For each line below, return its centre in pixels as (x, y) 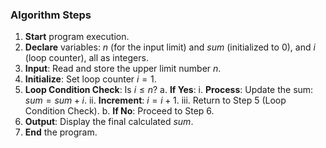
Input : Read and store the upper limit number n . (123, 69)
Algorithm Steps (51, 15)
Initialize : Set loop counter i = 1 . (90, 79)
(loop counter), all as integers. (86, 58)
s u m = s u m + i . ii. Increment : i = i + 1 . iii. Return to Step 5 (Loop (155, 100)
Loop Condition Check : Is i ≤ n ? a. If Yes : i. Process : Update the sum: (169, 90)
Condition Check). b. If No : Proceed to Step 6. (119, 111)
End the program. (61, 132)
